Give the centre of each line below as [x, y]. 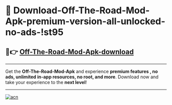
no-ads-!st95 [35, 32]
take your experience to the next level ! [46, 82]
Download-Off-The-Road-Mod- [82, 10]
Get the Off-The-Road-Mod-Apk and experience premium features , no [82, 71]
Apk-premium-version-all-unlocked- [85, 21]
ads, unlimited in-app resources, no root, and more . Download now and [82, 77]
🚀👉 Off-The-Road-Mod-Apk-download [70, 51]
